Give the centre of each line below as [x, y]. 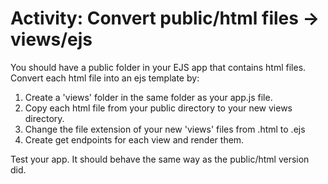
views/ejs [51, 39]
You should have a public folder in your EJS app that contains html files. [158, 67]
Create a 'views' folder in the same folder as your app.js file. [148, 97]
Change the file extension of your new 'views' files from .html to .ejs [165, 129]
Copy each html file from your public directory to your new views [158, 108]
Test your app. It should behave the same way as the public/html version [160, 159]
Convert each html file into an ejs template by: [105, 78]
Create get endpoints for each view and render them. [134, 139]
